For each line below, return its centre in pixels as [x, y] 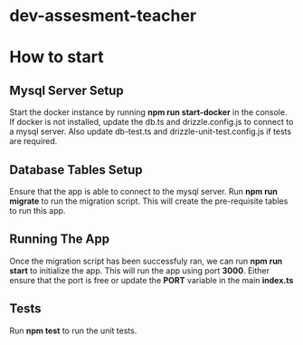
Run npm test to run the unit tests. [73, 331]
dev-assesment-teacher [103, 16]
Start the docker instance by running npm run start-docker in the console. [148, 112]
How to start [57, 57]
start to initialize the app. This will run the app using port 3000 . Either [139, 270]
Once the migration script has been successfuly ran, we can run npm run [146, 261]
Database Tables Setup [76, 170]
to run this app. [38, 211]
